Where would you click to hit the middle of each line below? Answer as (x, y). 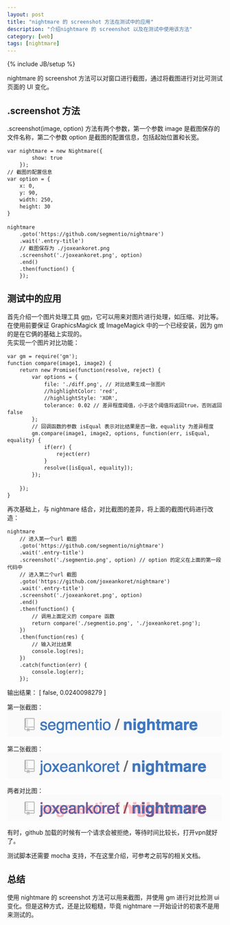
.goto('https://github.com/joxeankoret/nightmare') (95, 581)
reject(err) (73, 454)
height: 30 (35, 207)
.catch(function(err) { (54, 665)
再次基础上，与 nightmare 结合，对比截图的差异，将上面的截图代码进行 (107, 509)
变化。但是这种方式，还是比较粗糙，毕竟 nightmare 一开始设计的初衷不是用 (113, 906)
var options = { (55, 377)
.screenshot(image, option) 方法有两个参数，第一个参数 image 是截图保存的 (114, 128)
